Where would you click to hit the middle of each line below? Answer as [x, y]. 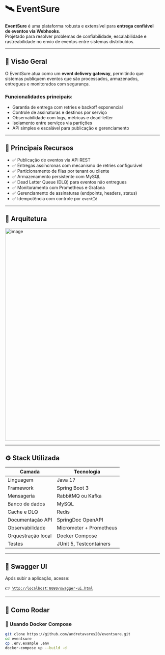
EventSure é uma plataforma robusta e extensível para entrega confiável [79, 26]
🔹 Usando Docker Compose [39, 624]
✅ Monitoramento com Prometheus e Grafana [58, 187]
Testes [15, 544]
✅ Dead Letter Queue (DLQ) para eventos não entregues [69, 182]
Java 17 [66, 480]
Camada [30, 472]
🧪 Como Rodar [27, 610]
